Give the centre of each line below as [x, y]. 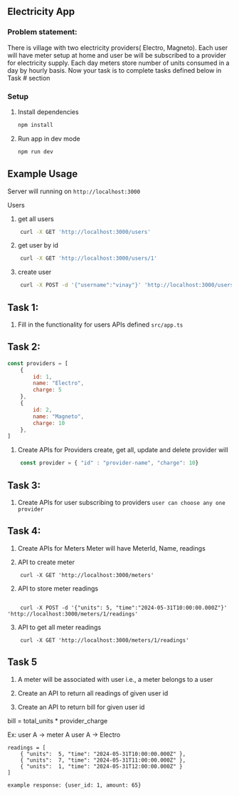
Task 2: [24, 347]
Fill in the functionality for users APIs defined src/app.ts [100, 325]
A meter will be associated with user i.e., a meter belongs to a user [115, 679]
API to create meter [46, 562]
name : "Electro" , [58, 383]
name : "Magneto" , [58, 417]
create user [34, 272]
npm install [35, 125]
